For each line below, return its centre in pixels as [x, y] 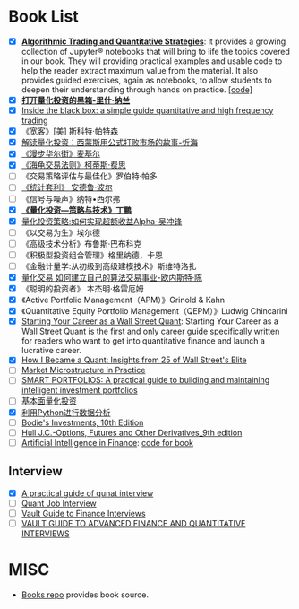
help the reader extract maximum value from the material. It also [140, 70]
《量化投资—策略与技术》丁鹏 [76, 210]
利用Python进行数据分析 [66, 412]
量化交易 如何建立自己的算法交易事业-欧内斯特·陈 [112, 277]
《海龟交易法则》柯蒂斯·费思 [73, 165]
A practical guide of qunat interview [87, 493]
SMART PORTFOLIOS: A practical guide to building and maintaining [145, 380]
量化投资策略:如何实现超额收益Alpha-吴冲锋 [102, 221]
